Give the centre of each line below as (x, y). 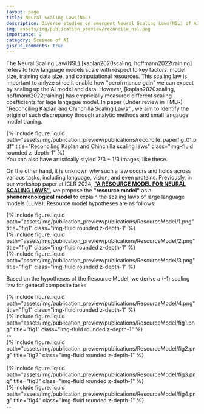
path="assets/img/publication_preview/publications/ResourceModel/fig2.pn (101, 348)
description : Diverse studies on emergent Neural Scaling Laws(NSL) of (99, 23)
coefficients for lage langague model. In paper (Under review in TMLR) (95, 102)
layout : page (23, 12)
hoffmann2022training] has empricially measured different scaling (89, 96)
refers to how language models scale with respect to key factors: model (96, 69)
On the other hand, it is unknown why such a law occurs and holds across (99, 170)
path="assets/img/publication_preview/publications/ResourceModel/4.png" (101, 303)
